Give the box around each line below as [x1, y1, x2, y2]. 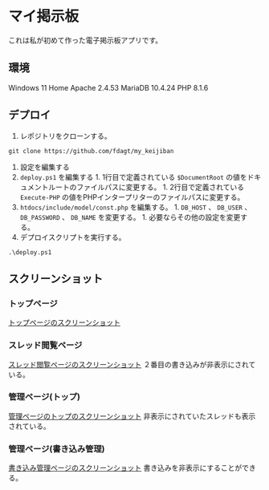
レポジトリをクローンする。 [19, 131, 112, 140]
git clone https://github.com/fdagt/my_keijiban [8, 147, 174, 155]
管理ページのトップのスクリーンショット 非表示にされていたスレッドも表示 [8, 411, 256, 421]
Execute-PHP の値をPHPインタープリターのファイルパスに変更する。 [19, 192, 245, 201]
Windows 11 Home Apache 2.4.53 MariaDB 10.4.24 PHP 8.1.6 [8, 83, 209, 92]
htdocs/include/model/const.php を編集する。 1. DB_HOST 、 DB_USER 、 [19, 202, 252, 212]
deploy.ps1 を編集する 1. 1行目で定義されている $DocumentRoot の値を [19, 172, 247, 181]
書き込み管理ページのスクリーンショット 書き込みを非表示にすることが [8, 463, 243, 473]
